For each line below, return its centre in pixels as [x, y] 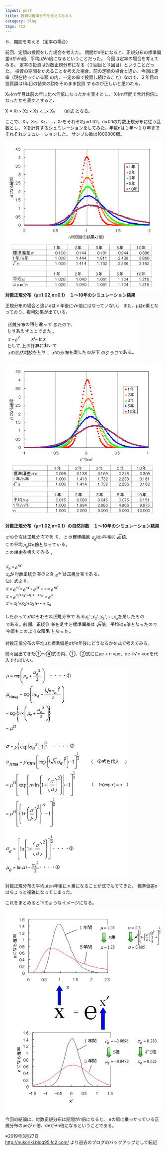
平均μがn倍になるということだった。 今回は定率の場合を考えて [95, 59]
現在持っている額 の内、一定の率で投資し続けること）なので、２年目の [86, 77]
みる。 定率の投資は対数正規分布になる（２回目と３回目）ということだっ [80, 65]
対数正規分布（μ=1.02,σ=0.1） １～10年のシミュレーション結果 [70, 295]
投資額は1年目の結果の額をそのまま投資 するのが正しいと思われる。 [74, 84]
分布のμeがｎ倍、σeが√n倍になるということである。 [63, 1126]
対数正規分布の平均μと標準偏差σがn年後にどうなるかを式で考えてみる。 [79, 643]
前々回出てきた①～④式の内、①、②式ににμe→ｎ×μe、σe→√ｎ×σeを [80, 653]
